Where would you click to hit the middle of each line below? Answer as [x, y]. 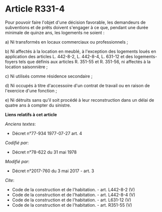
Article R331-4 [35, 9]
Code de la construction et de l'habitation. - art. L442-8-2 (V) [73, 189]
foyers [11, 61]
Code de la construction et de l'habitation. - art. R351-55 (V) [72, 205]
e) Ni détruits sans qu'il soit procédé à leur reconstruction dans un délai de [80, 100]
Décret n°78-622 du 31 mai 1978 [44, 152]
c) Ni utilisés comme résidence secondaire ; [49, 76]
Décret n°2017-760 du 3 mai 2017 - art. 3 [53, 171]
